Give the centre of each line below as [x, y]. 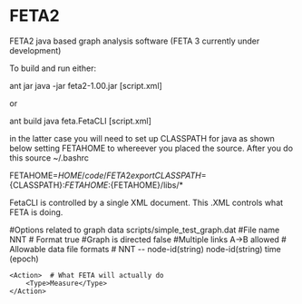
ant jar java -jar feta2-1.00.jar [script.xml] [86, 85]
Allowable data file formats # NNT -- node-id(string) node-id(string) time [145, 249]
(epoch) [24, 259]
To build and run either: [53, 68]
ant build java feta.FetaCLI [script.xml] [81, 121]
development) [35, 50]
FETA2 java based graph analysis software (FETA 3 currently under [135, 41]
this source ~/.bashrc [49, 157]
